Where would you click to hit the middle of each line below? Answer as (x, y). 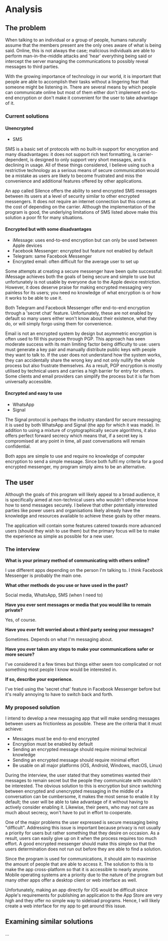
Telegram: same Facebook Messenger (52, 256)
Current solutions (27, 116)
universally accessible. (29, 382)
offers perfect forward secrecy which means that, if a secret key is (74, 436)
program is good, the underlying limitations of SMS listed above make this (81, 212)
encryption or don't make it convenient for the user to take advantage (86, 98)
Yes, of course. (21, 620)
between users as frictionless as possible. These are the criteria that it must (83, 723)
